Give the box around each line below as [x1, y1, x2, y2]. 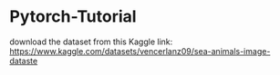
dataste [9, 55, 38, 66]
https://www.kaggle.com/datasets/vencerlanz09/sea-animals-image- [9, 45, 271, 56]
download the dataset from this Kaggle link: [9, 36, 173, 47]
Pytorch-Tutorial [9, 6, 137, 27]
